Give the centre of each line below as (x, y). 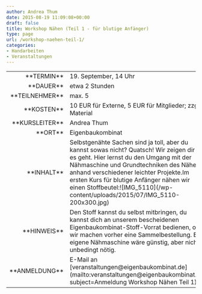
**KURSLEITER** (38, 123)
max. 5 (79, 96)
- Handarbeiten (25, 51)
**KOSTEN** (44, 109)
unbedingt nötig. (93, 250)
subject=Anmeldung (98, 282)
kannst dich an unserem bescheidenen (124, 219)
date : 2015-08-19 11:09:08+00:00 (48, 17)
